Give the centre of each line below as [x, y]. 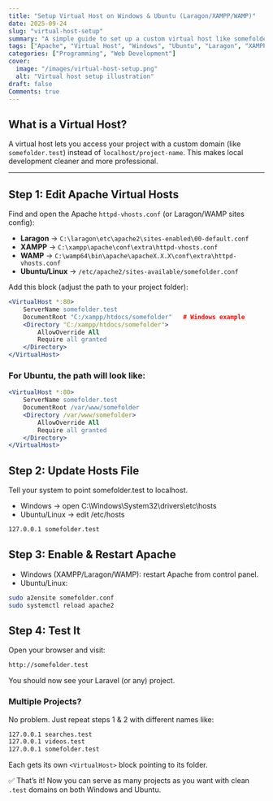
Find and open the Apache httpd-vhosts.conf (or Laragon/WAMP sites [127, 214]
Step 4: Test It [45, 630]
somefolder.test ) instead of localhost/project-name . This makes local [126, 153]
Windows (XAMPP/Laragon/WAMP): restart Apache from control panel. [139, 574]
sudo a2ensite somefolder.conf [61, 598]
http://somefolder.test [49, 665]
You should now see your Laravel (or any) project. [92, 681]
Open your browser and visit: [57, 650]
